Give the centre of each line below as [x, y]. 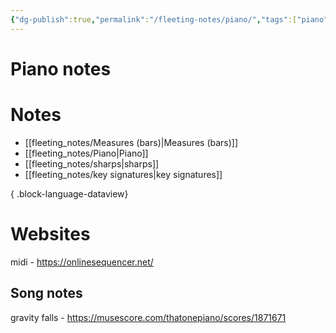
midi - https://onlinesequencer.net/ [82, 262]
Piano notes [61, 68]
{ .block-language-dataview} [69, 193]
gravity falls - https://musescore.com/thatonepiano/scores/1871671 [148, 317]
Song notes [46, 293]
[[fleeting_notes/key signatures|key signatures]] [123, 174]
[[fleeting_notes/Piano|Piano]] [86, 153]
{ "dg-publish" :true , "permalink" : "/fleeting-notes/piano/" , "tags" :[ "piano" [169, 19]
